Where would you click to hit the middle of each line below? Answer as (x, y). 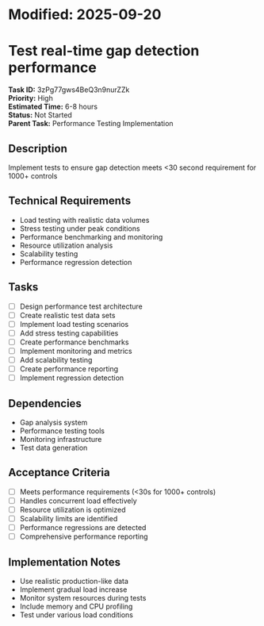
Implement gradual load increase (73, 590)
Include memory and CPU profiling (76, 606)
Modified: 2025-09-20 (85, 15)
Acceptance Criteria (59, 472)
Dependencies (45, 403)
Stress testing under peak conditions (80, 229)
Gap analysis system (54, 422)
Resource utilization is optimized (73, 509)
